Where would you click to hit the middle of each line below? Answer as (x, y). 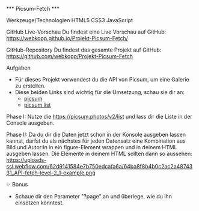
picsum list (37, 105)
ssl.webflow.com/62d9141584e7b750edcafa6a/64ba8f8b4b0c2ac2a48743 (99, 166)
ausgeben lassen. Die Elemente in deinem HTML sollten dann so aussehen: (99, 153)
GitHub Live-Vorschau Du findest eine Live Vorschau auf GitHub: (86, 32)
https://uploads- (26, 160)
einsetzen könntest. (39, 203)
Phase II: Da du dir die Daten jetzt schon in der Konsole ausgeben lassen (96, 135)
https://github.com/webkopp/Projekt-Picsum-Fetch (70, 56)
